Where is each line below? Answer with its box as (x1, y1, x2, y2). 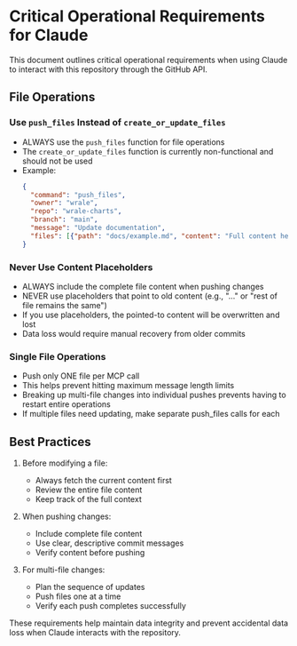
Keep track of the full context (35, 494, 142, 505)
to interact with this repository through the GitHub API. (9, 64, 208, 75)
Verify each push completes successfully (35, 601, 186, 611)
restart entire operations (21, 399, 111, 410)
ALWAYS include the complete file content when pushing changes (21, 281, 264, 291)
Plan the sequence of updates (35, 582, 145, 593)
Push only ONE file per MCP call (21, 371, 140, 381)
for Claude (9, 25, 89, 45)
